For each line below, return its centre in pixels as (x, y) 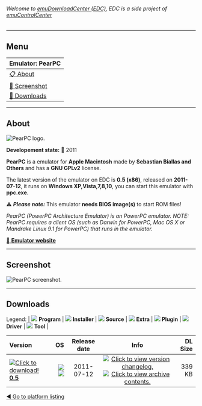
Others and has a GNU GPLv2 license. (54, 168)
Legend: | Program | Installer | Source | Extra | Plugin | (94, 319)
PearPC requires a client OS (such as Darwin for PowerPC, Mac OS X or (96, 222)
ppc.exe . (17, 192)
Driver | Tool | (28, 326)
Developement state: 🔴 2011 (41, 150)
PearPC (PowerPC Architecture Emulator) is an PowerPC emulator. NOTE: (98, 216)
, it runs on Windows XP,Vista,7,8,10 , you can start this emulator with (107, 186)
